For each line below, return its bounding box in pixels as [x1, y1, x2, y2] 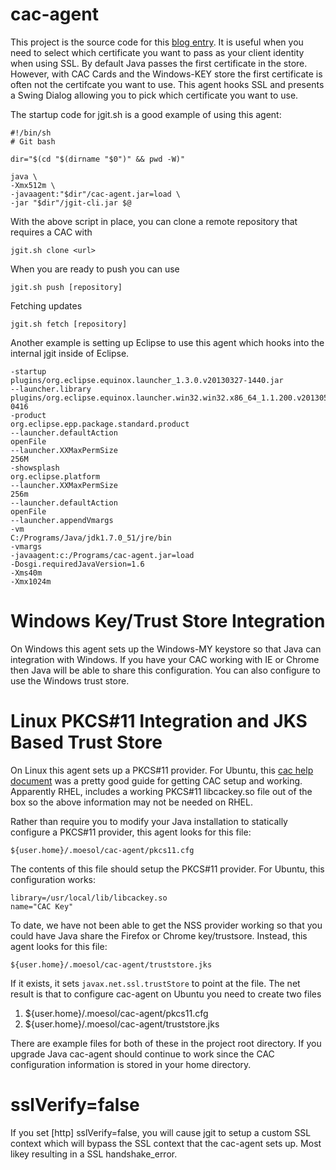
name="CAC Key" [10, 901, 74, 912]
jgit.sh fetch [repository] [10, 319, 128, 329]
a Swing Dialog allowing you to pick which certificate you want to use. [10, 89, 299, 101]
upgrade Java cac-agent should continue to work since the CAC [10, 1048, 275, 1060]
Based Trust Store [10, 731, 163, 754]
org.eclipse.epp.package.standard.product [10, 419, 190, 429]
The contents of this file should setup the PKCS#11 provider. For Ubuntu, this [10, 863, 325, 875]
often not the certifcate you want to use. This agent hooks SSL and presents [10, 78, 325, 90]
